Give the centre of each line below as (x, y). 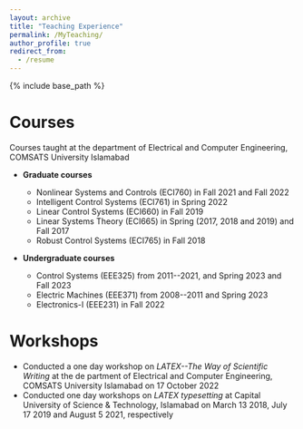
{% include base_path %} (57, 86)
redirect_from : (38, 52)
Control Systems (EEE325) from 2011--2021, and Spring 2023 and (159, 275)
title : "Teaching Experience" (67, 26)
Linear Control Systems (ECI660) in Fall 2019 (120, 211)
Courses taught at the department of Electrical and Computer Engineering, (149, 147)
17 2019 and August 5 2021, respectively (98, 414)
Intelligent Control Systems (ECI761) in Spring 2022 (132, 201)
